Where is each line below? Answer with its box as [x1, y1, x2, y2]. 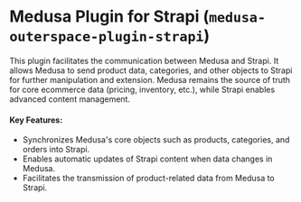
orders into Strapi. [22, 144, 90, 155]
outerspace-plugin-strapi [9, 29, 204, 46]
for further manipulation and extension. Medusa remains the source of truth [9, 74, 291, 85]
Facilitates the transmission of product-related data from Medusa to [22, 173, 276, 184]
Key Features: [9, 115, 63, 125]
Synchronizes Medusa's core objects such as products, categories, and [22, 134, 290, 145]
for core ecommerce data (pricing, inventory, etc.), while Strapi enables [9, 84, 276, 95]
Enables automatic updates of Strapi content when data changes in [22, 153, 273, 164]
